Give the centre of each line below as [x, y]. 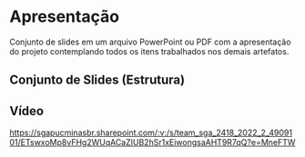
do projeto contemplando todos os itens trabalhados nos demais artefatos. [149, 51]
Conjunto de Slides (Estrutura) [97, 80]
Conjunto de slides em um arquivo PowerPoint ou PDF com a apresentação [150, 42]
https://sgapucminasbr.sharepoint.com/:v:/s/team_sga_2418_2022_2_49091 [151, 132]
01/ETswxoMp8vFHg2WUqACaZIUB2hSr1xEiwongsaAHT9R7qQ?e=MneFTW [152, 142]
